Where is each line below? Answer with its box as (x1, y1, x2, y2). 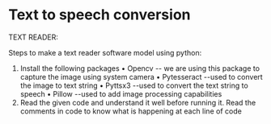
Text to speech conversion (8, 6, 191, 24)
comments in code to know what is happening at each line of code (19, 106, 243, 116)
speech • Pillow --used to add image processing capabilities (19, 89, 222, 98)
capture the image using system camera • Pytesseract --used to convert (19, 72, 263, 81)
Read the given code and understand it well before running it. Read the (19, 97, 256, 107)
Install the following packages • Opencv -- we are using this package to (19, 63, 260, 73)
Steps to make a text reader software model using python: (8, 48, 202, 57)
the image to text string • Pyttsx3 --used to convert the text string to (19, 81, 248, 90)
